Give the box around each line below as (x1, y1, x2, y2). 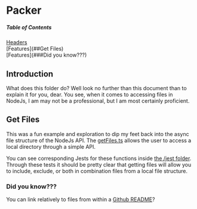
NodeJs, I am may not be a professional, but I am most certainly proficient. (6, 97, 190, 105)
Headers (6, 39, 27, 46)
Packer (6, 4, 42, 17)
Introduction (6, 69, 54, 79)
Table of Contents (6, 23, 52, 30)
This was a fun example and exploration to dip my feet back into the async (6, 130, 189, 137)
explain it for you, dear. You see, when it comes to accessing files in (6, 91, 173, 98)
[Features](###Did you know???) (6, 51, 87, 59)
